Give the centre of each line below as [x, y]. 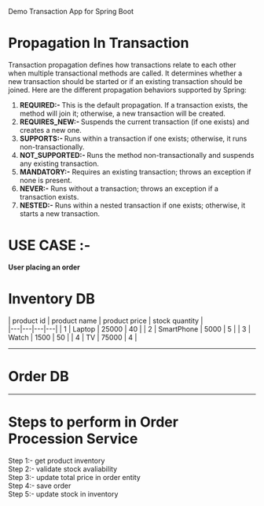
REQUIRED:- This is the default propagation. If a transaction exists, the [134, 104]
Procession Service [73, 438]
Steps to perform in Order [93, 422]
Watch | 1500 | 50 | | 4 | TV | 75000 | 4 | [73, 337]
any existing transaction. [59, 163]
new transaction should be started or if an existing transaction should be [125, 81]
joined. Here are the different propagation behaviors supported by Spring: [128, 90]
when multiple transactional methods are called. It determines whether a [125, 73]
